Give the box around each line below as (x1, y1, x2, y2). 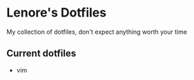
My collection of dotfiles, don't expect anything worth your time (6, 28, 188, 36)
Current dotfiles (6, 48, 77, 59)
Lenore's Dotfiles (6, 5, 107, 21)
